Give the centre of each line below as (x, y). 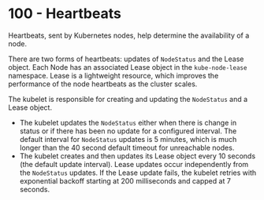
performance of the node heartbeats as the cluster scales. (103, 84)
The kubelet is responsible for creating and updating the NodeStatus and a (128, 99)
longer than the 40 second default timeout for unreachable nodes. (127, 147)
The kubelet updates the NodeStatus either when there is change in (128, 122)
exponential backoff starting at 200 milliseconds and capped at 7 (125, 180)
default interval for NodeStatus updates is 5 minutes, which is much (128, 139)
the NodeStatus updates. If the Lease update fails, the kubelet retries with (138, 173)
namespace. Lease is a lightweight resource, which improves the (113, 75)
